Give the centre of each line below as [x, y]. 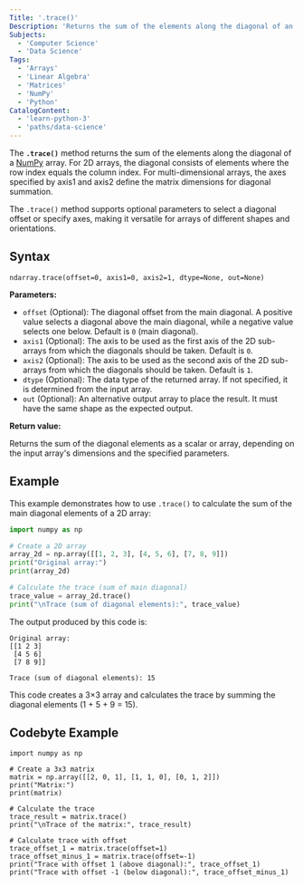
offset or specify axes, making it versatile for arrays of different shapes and [150, 219]
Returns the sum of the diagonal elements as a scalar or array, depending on [152, 443]
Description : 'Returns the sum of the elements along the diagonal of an [151, 26]
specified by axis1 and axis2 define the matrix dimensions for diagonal [140, 182]
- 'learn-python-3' [54, 119]
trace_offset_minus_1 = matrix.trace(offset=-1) [103, 857]
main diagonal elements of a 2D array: [80, 513]
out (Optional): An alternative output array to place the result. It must [150, 399]
